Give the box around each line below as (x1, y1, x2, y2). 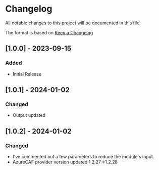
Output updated (12, 112, 46, 118)
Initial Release (12, 71, 42, 77)
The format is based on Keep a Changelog (5, 29, 93, 35)
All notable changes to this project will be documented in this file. (5, 20, 141, 26)
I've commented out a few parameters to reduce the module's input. (12, 154, 154, 159)
